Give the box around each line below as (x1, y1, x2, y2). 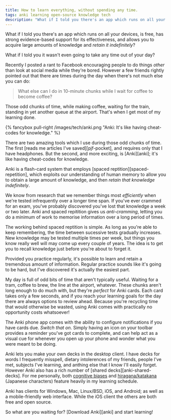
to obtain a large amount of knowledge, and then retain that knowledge (5, 177, 155, 183)
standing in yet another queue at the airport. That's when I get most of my (5, 109, 161, 115)
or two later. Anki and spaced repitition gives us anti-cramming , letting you (5, 209, 162, 215)
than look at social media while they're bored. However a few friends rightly (5, 67, 164, 73)
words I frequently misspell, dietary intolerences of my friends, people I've (5, 356, 162, 363)
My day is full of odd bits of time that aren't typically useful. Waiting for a (5, 276, 158, 283)
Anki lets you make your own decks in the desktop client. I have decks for (5, 351, 160, 357)
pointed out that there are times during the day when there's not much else (5, 73, 163, 79)
